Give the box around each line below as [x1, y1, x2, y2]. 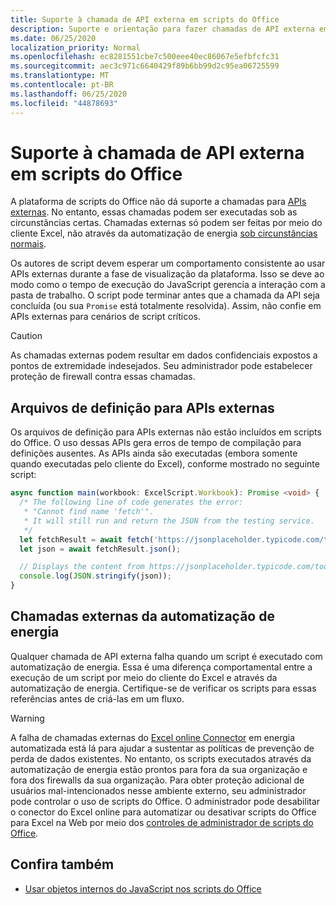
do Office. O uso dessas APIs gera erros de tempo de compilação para [10, 437, 302, 449]
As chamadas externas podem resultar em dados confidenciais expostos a [10, 349, 318, 361]
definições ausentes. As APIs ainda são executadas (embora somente [10, 447, 298, 460]
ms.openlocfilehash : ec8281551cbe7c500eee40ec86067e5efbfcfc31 [10, 52, 280, 62]
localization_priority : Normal [10, 42, 141, 53]
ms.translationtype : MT [10, 71, 110, 81]
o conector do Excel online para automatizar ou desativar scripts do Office [10, 806, 317, 818]
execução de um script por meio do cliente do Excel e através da [10, 671, 278, 683]
